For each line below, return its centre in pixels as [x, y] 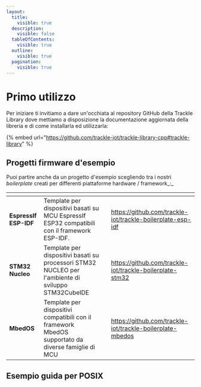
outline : [22, 51]
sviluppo [56, 285]
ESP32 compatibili [70, 223]
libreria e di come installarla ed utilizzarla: [57, 126]
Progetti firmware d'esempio [61, 163]
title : [20, 17]
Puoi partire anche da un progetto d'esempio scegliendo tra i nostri [89, 177]
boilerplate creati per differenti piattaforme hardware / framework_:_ [90, 183]
